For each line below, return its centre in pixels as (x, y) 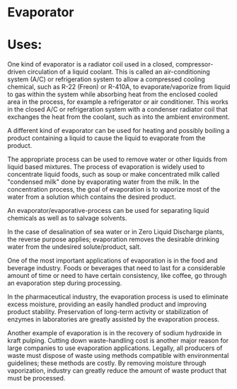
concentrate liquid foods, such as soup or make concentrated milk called (114, 175)
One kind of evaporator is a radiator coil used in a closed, (91, 64)
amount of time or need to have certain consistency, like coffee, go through (117, 276)
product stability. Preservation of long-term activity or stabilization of (108, 312)
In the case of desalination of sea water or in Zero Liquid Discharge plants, (116, 232)
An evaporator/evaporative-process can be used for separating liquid (109, 211)
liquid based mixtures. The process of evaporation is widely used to (106, 167)
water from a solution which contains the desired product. (92, 197)
